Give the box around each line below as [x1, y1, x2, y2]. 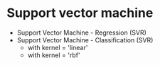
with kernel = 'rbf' [27, 51, 80, 59]
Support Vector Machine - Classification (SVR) [16, 35, 154, 44]
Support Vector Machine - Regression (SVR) [16, 28, 147, 37]
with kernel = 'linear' [27, 43, 88, 52]
